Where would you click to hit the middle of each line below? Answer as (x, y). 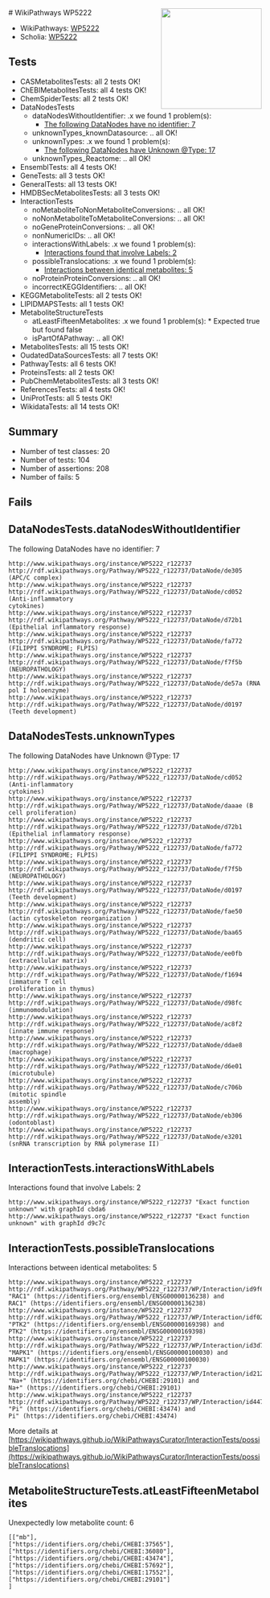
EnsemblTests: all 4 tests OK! (68, 167)
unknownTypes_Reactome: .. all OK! (91, 158)
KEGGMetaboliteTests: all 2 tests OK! (81, 295)
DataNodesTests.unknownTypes (92, 736)
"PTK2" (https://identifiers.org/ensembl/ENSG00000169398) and (117, 1325)
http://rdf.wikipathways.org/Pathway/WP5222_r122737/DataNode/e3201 (125, 1137)
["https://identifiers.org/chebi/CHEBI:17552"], (91, 1573)
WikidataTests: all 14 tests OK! (70, 407)
